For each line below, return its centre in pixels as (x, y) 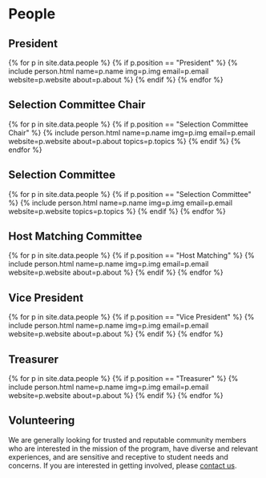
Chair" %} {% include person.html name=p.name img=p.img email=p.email (132, 132)
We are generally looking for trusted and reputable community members (127, 440)
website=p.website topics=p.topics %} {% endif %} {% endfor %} (117, 211)
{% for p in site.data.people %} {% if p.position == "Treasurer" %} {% (123, 379)
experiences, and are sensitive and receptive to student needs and (118, 456)
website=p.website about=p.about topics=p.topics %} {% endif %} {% (125, 141)
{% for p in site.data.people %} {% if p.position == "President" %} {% (123, 62)
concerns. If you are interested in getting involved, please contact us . (123, 465)
